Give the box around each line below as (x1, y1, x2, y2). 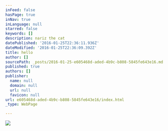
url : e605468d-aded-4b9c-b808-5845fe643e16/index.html (5, 97, 125, 102)
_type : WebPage (5, 102, 38, 107)
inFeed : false (5, 7, 36, 13)
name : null (10, 78, 33, 83)
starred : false (5, 26, 38, 31)
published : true (5, 64, 40, 69)
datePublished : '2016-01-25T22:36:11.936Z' (5, 41, 100, 46)
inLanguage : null (5, 21, 42, 27)
